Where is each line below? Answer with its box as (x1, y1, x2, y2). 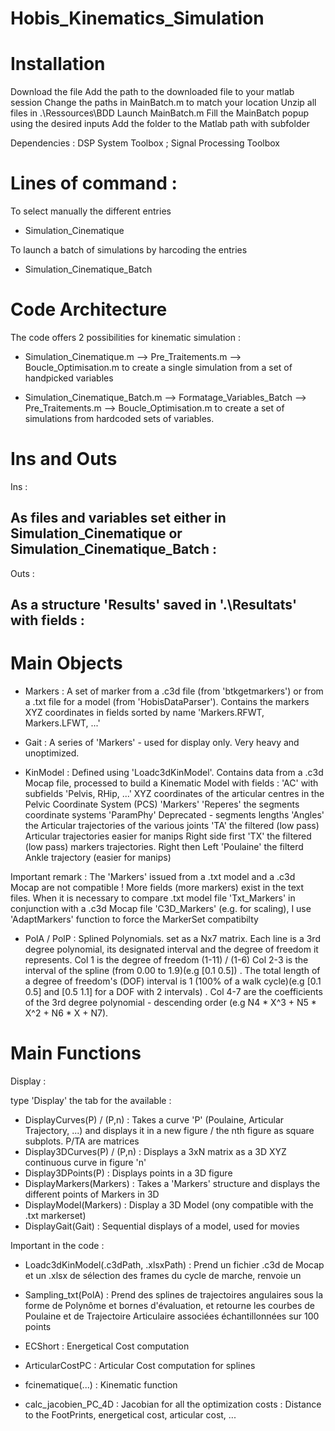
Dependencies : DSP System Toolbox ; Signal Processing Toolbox (10, 137, 280, 149)
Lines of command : (10, 172, 178, 195)
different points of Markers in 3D (24, 1188, 160, 1201)
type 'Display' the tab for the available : (10, 1095, 172, 1107)
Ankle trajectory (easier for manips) (24, 852, 172, 864)
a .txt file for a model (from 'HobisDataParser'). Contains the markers (24, 696, 310, 708)
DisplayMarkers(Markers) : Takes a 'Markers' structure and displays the (24, 1178, 321, 1190)
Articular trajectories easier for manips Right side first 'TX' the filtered (24, 830, 312, 842)
